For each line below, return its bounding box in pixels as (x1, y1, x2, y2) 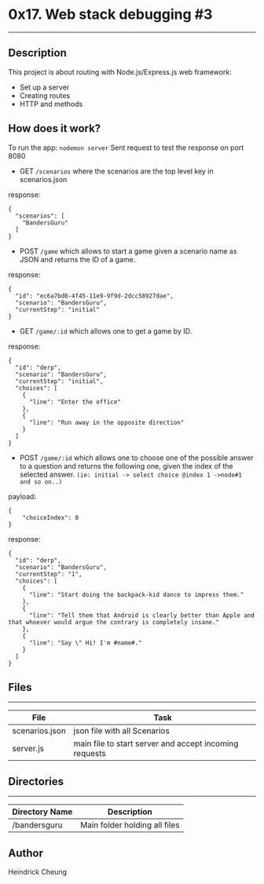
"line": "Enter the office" (28, 398, 122, 406)
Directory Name (12, 806, 73, 817)
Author (8, 846, 43, 860)
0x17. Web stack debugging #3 (8, 5, 213, 24)
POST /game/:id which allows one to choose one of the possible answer (19, 453, 254, 462)
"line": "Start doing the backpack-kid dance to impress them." (28, 590, 244, 598)
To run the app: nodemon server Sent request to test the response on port (8, 143, 244, 152)
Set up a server (19, 82, 70, 92)
